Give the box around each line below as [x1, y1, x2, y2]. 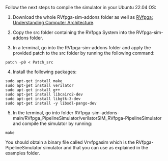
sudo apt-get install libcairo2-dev [5, 92, 83, 97]
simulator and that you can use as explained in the [43, 145, 149, 150]
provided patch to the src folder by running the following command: [12, 50, 155, 56]
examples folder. [5, 150, 40, 156]
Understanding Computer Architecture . [12, 20, 95, 25]
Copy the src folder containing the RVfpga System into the [12, 29, 135, 35]
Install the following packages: [12, 69, 77, 75]
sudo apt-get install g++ [5, 87, 60, 92]
